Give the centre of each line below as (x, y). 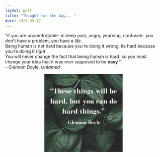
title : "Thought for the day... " (41, 16)
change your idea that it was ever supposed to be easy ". (64, 62)
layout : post (19, 10)
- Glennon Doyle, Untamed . (34, 67)
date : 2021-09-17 (23, 21)
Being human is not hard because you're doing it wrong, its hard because (80, 46)
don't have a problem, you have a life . (44, 41)
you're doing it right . (26, 52)
